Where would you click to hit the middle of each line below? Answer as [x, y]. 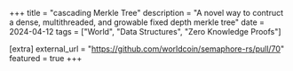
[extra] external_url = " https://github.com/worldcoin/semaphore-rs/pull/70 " [147, 49]
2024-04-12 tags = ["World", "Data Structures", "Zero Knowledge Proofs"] [145, 32]
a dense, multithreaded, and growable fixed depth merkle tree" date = [137, 22]
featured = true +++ [46, 58]
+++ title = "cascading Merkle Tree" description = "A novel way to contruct [146, 13]
